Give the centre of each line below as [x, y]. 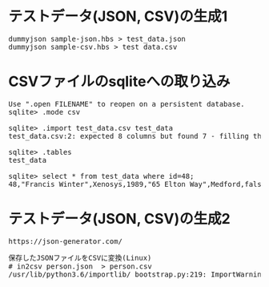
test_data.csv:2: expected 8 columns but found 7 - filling [129, 136]
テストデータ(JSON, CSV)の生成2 [119, 219]
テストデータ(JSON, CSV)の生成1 [118, 16]
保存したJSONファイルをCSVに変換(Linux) [80, 258]
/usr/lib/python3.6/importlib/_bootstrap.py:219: [108, 274]
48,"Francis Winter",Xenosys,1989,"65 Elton [97, 184]
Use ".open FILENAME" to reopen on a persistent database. [127, 104]
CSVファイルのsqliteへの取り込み [119, 82]
